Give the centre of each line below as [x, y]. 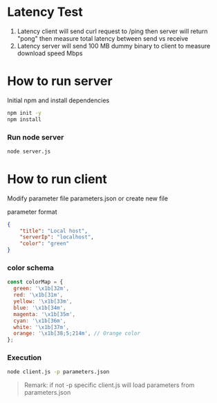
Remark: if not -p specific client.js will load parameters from [109, 385]
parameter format [32, 212]
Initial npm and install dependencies [58, 100]
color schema [30, 268]
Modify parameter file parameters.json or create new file [87, 198]
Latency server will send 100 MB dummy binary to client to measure [114, 46]
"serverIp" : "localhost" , [57, 237]
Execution [25, 358]
